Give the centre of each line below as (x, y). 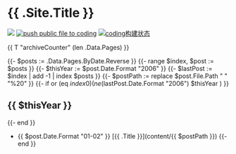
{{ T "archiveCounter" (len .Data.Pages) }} (68, 47)
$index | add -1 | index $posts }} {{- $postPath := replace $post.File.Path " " (117, 76)
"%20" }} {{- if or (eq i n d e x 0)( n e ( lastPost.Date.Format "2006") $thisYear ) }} (118, 83)
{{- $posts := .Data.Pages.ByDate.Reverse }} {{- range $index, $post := (111, 60)
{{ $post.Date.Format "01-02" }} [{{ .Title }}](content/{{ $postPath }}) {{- (122, 136)
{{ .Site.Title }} (51, 13)
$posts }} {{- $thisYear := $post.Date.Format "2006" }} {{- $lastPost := (110, 68)
